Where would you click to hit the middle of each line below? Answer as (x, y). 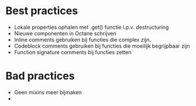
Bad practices (40, 76)
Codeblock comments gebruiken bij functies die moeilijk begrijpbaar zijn (102, 46)
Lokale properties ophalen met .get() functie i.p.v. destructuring (91, 27)
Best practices (42, 11)
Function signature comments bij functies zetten (73, 52)
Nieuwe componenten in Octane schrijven (65, 33)
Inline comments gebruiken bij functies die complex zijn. (82, 39)
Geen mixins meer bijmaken (48, 92)
